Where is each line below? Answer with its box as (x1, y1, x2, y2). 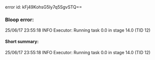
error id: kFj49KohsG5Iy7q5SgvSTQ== (5, 4, 82, 10)
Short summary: (5, 39, 39, 44)
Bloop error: (5, 16, 34, 23)
